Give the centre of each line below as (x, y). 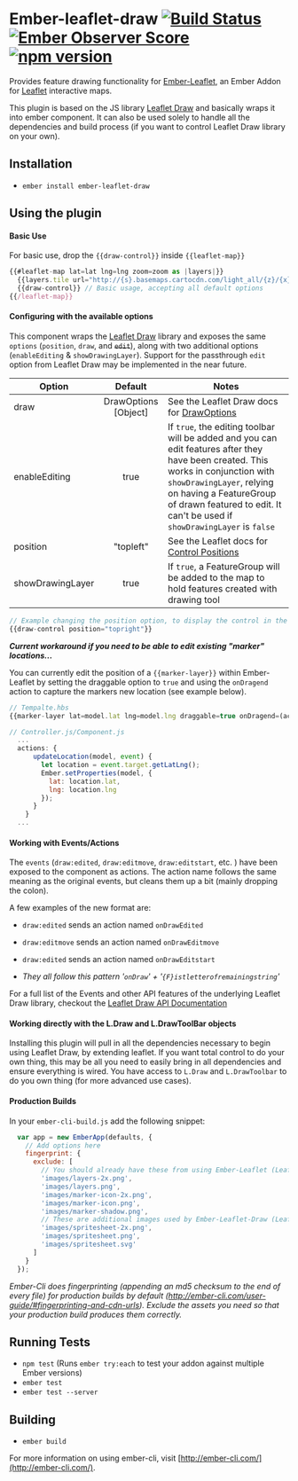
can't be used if (200, 516)
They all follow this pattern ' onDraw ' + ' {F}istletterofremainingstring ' (151, 976)
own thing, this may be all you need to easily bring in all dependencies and (145, 1062)
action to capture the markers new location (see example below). (128, 691)
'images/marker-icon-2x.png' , (97, 1195)
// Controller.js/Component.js (67, 732)
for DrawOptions (202, 412)
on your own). (35, 136)
